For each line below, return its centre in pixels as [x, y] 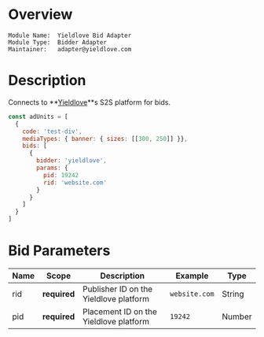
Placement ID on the [119, 311]
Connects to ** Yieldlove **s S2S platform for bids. [90, 102]
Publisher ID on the [117, 289]
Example [192, 276]
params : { [52, 168]
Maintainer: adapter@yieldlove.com [70, 49]
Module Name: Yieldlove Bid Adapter [70, 35]
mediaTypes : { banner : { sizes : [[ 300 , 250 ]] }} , [105, 139]
